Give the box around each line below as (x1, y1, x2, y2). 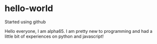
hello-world (4, 3, 54, 14)
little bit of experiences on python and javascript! (4, 33, 104, 39)
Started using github (4, 19, 46, 25)
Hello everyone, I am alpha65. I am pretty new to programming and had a (4, 28, 153, 34)
